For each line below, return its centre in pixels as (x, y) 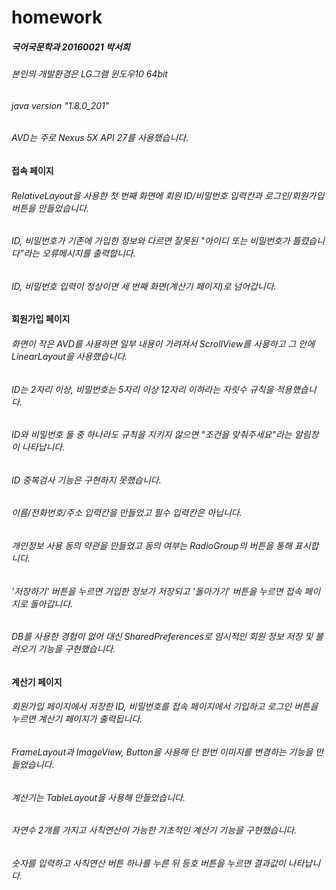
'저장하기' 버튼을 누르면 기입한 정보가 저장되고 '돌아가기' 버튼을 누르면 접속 (157, 591)
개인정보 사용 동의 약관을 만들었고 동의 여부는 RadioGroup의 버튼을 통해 (152, 546)
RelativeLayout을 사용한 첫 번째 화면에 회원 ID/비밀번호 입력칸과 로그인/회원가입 (168, 195)
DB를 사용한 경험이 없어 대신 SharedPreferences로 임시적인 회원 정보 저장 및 (162, 637)
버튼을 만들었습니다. (50, 208)
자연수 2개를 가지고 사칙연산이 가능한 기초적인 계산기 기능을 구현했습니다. (154, 830)
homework (57, 17)
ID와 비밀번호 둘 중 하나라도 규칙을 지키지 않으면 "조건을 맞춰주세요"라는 (152, 435)
